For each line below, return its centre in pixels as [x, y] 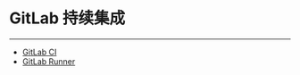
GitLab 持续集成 [67, 18]
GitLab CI [39, 52]
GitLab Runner [49, 61]
